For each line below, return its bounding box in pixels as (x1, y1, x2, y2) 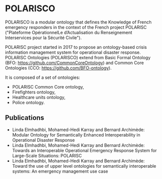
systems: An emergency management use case (12, 168, 109, 174)
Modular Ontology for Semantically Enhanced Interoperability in (12, 132, 140, 137)
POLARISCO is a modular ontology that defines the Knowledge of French (5, 19, 152, 25)
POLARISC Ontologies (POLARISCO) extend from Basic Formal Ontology (5, 54, 151, 60)
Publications (5, 113, 45, 122)
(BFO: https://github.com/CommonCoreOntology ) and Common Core (5, 60, 144, 66)
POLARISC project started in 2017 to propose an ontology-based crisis (5, 44, 147, 50)
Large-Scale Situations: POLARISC (12, 153, 82, 158)
